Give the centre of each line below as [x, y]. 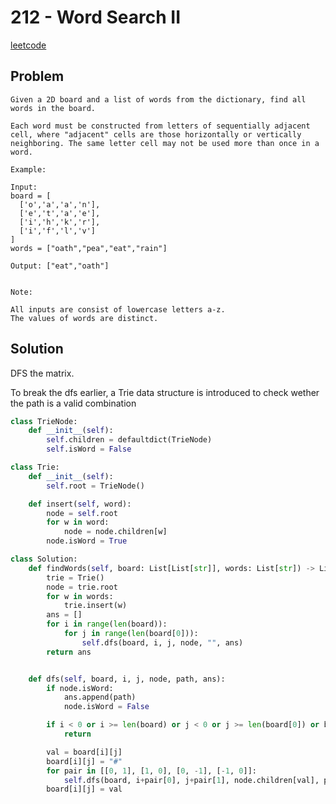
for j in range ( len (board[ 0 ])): [131, 634]
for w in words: [80, 596]
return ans [69, 652]
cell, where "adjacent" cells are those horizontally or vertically [156, 134]
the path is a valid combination [73, 403]
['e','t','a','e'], [60, 213]
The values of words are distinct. [84, 318]
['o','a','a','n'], [60, 204]
